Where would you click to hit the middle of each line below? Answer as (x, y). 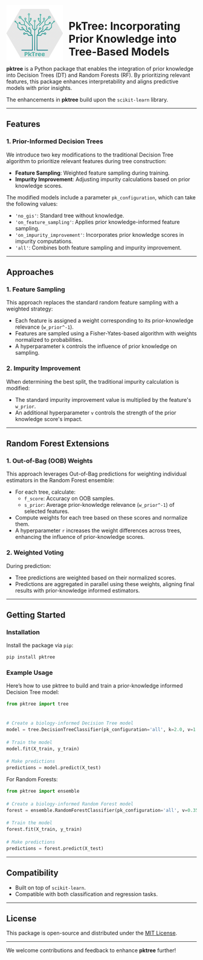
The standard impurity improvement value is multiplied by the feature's (103, 399)
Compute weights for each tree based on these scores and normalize (101, 518)
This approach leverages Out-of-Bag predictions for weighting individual (97, 474)
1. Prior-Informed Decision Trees (55, 141)
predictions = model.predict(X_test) (54, 768)
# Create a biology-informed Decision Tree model (70, 723)
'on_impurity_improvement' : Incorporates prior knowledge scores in (99, 234)
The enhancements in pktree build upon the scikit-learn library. (87, 99)
